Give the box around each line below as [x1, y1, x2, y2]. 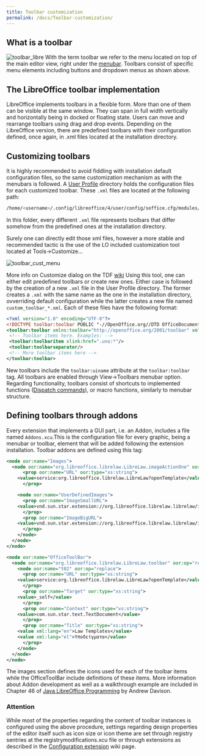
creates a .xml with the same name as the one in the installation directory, [6, 290, 192, 298]
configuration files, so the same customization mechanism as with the [6, 173, 182, 181]
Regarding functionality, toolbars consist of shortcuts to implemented [6, 379, 181, 387]
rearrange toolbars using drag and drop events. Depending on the [6, 120, 172, 127]
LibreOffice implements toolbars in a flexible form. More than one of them [6, 100, 191, 108]
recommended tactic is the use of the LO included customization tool [6, 241, 180, 248]
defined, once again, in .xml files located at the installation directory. [6, 133, 178, 141]
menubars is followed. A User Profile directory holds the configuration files [6, 180, 194, 187]
